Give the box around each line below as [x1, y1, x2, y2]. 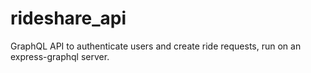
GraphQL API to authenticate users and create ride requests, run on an [10, 40, 302, 52]
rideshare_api [10, 7, 127, 30]
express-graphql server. [10, 50, 110, 62]
